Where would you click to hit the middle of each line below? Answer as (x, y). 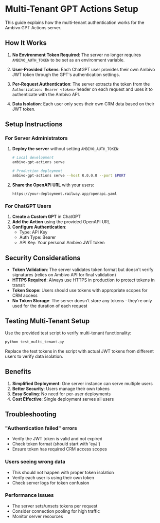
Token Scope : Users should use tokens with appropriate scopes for (80, 291)
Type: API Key (33, 232)
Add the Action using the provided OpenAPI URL (61, 222)
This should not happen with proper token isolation (63, 472)
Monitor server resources (37, 516)
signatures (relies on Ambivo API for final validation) (64, 275)
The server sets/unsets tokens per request (55, 506)
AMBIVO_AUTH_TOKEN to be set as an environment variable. (68, 60)
